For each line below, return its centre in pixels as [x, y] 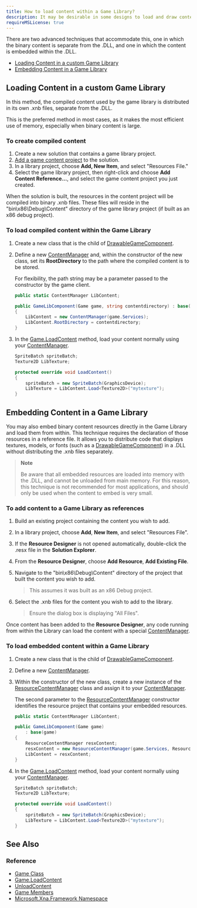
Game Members [34, 892]
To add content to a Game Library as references [75, 508]
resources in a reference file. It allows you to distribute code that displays [95, 439]
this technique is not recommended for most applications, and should [104, 487]
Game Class [29, 874]
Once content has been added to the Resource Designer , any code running [97, 625]
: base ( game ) [41, 732]
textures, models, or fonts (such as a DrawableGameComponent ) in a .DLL [96, 445]
